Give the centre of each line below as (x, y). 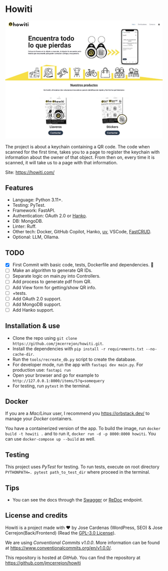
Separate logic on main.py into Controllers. (56, 276)
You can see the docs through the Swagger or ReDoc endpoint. (78, 500)
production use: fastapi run (41, 370)
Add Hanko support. (33, 310)
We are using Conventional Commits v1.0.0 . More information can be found (82, 543)
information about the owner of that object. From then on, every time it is (80, 157)
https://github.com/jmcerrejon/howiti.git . (58, 343)
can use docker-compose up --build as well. (50, 439)
